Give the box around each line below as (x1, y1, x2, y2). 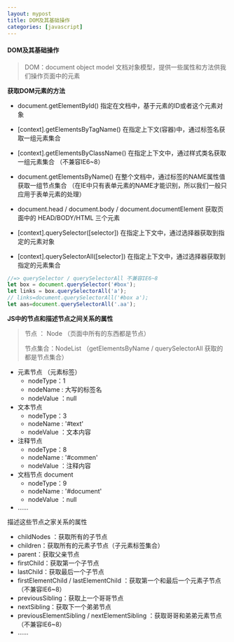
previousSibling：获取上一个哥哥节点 (17, 594, 124, 602)
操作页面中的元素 (30, 71, 81, 80)
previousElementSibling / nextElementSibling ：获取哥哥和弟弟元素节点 (17, 611, 222, 620)
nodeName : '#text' (27, 419, 84, 428)
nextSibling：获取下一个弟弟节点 (17, 602, 111, 610)
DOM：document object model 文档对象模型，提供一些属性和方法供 (24, 62, 221, 71)
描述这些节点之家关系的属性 (7, 517, 88, 526)
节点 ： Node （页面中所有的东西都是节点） (24, 329, 151, 337)
